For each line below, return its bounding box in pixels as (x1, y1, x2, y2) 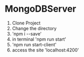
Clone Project (12, 20, 41, 26)
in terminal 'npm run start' (12, 36, 66, 42)
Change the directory (12, 25, 57, 31)
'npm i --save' (12, 31, 42, 37)
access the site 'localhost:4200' (12, 47, 79, 53)
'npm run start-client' (12, 41, 57, 47)
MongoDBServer (5, 3, 76, 15)
